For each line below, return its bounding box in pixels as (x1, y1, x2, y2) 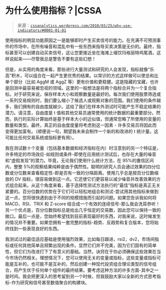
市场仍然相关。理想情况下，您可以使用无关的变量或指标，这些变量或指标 (9, 254, 157, 261)
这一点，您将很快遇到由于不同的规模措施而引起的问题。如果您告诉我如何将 (5, 194, 157, 200)
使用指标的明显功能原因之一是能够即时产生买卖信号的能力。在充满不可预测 (5, 37, 157, 43)
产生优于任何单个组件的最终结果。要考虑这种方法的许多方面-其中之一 (18, 267, 159, 273)
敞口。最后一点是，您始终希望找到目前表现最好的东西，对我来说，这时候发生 (5, 213, 161, 219)
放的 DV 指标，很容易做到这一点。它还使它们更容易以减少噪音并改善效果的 (5, 176, 157, 182)
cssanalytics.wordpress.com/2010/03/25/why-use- (30, 23, 132, 28)
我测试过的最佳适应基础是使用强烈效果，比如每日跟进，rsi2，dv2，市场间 (5, 236, 155, 242)
